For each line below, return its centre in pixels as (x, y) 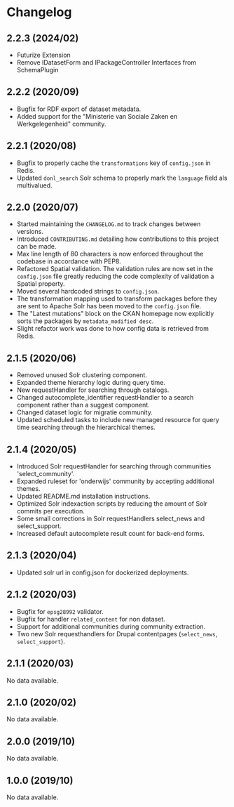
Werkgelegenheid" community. (61, 124)
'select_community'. (46, 474)
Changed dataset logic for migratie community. (85, 412)
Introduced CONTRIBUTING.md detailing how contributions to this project (118, 239)
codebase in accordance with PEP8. (69, 261)
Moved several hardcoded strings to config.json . (88, 291)
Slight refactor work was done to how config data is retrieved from (113, 329)
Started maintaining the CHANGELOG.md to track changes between (109, 224)
